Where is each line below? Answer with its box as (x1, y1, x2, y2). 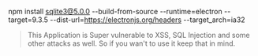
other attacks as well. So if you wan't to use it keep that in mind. (27, 39, 236, 48)
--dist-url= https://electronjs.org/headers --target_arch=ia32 (50, 15, 246, 24)
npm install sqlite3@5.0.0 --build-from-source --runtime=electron (8, 7, 222, 16)
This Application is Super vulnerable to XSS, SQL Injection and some (27, 31, 250, 39)
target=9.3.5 (8, 15, 49, 24)
